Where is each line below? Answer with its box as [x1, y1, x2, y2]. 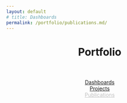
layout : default [6, 8, 46, 15]
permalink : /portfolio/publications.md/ [6, 20, 108, 25]
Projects [90, 85, 110, 92]
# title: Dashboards [6, 14, 58, 20]
